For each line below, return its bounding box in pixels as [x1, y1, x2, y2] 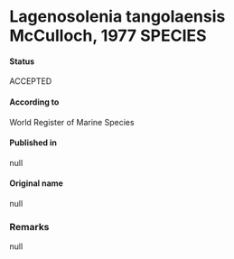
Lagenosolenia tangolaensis [9, 6, 226, 27]
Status [9, 56, 35, 67]
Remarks [9, 220, 50, 233]
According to [9, 97, 60, 107]
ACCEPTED [9, 76, 52, 87]
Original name [9, 178, 63, 189]
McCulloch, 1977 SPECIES [9, 25, 207, 46]
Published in [9, 137, 57, 148]
